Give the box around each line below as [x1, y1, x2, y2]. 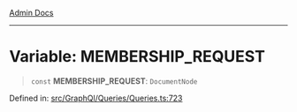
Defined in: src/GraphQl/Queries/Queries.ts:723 [9, 93, 183, 103]
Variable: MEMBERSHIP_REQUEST [9, 47, 265, 67]
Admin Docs [9, 8, 54, 18]
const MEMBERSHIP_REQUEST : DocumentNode [30, 75, 198, 86]
